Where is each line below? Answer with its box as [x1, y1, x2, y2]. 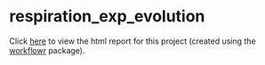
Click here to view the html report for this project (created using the [9, 36, 256, 46]
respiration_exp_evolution [9, 6, 205, 27]
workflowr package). [9, 45, 85, 55]
